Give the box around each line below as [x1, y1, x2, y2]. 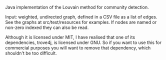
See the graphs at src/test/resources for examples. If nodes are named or [5, 19, 157, 25]
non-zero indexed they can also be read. [5, 24, 89, 30]
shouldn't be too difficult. [5, 50, 57, 56]
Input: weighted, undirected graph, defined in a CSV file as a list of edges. [5, 14, 157, 19]
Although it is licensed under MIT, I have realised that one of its [5, 34, 135, 40]
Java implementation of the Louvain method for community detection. [5, 4, 149, 10]
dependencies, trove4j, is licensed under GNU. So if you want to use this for [5, 39, 161, 45]
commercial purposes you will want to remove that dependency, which [5, 45, 151, 50]
